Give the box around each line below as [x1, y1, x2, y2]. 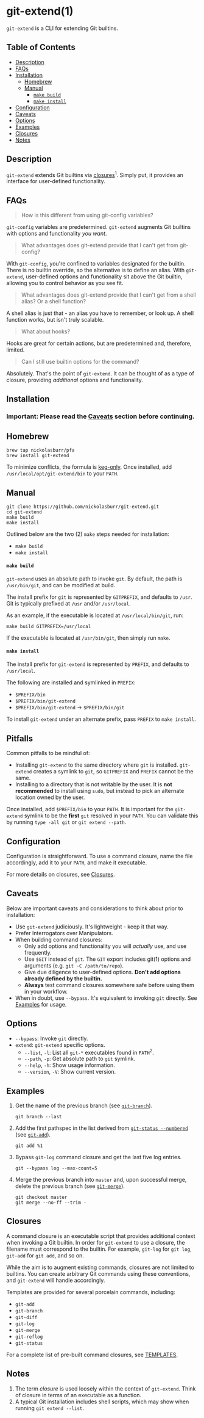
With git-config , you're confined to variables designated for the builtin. [6, 260, 186, 267]
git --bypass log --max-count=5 [15, 1165, 97, 1171]
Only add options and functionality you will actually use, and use [24, 942, 187, 950]
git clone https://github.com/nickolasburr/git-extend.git [6, 504, 160, 510]
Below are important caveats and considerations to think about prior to [6, 905, 184, 912]
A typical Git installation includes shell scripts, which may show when [15, 1398, 189, 1405]
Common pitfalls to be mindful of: [6, 750, 90, 757]
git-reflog [15, 1334, 43, 1340]
